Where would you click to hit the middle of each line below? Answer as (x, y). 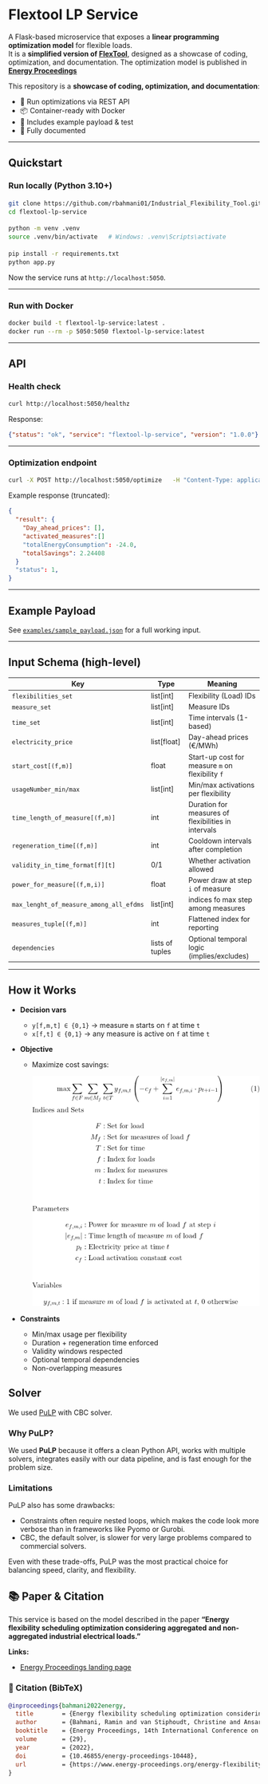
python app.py (32, 262)
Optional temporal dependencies (85, 1360)
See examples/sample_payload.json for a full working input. (105, 630)
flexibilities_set (42, 696)
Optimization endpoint (53, 463)
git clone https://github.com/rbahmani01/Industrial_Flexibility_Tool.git (135, 203)
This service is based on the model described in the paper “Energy (119, 1620)
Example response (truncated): (59, 495)
